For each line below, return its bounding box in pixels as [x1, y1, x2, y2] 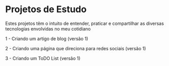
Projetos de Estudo [5, 4, 87, 15]
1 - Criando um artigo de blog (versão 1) [5, 36, 88, 42]
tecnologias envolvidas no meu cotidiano [5, 25, 91, 31]
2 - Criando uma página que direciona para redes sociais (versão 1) [5, 45, 146, 51]
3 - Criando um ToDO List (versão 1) [5, 55, 81, 61]
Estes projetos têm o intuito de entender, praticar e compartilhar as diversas [5, 20, 164, 26]
